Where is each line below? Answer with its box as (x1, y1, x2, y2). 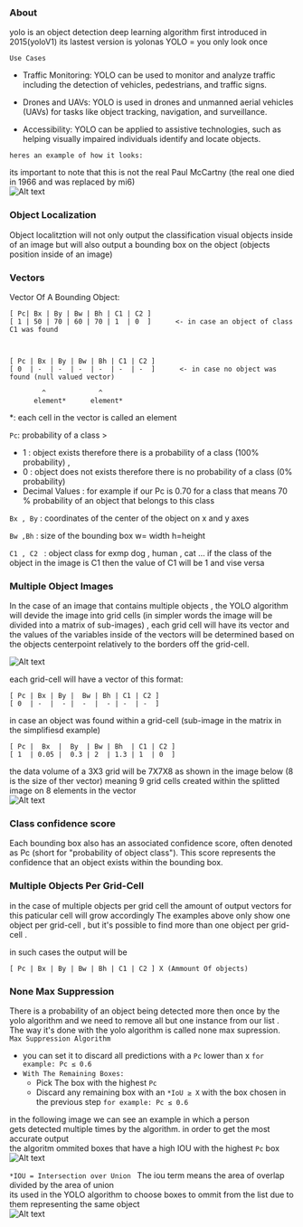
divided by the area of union (9, 1180, 115, 1191)
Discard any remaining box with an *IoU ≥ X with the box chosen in (35, 1087, 287, 1098)
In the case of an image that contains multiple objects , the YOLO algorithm (9, 600, 289, 611)
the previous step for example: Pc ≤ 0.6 (35, 1097, 189, 1108)
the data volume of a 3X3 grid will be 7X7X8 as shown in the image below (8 (9, 766, 294, 777)
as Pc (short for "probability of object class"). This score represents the (9, 847, 276, 858)
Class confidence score (9, 817, 116, 830)
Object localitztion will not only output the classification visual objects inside (9, 229, 294, 241)
